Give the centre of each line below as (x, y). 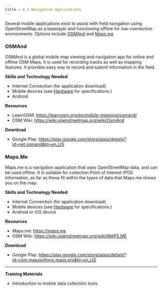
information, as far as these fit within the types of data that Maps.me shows (81, 178)
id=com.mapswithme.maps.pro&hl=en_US (54, 260)
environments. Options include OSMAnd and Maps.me (59, 34)
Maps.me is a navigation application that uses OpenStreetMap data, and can (81, 168)
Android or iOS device (34, 212)
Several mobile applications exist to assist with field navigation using (73, 23)
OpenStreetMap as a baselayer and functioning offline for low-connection (79, 28)
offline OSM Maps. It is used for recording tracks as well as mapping (73, 62)
